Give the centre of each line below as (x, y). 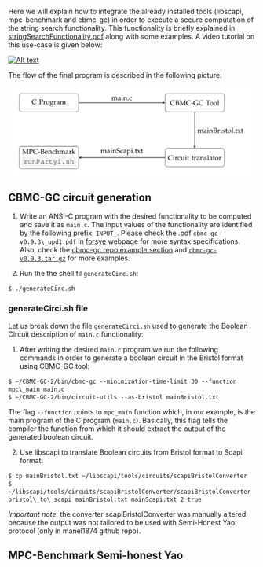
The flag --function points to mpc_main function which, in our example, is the (131, 411)
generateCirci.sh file (48, 308)
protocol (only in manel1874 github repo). (75, 531)
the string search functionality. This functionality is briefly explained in (122, 28)
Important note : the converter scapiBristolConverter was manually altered (127, 514)
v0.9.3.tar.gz (42, 259)
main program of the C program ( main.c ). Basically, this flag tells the (118, 420)
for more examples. (99, 258)
